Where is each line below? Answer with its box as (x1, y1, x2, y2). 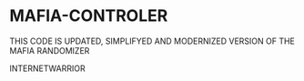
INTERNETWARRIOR (9, 63, 86, 74)
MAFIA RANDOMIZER (9, 45, 90, 56)
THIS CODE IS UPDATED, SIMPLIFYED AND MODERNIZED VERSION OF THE (9, 35, 296, 46)
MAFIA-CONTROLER (9, 5, 168, 26)
